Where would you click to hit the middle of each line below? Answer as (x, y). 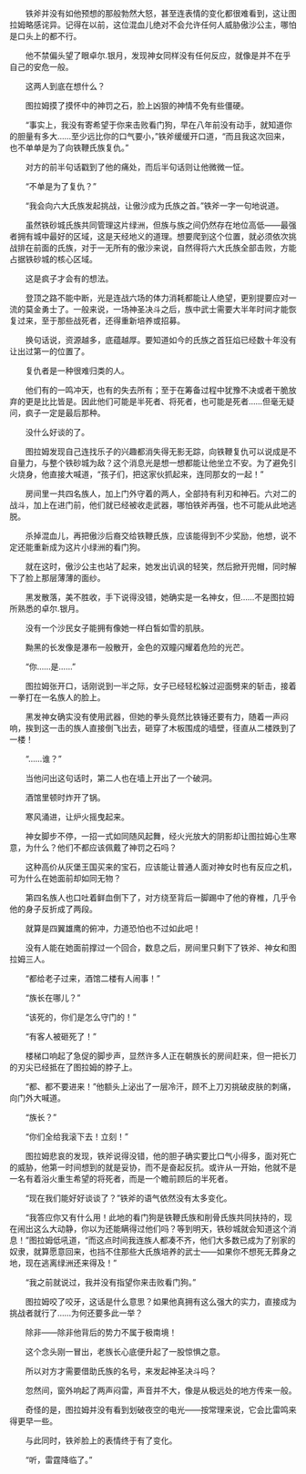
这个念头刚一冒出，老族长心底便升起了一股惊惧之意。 (125, 1352)
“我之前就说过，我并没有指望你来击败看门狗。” (111, 1282)
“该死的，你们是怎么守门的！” (81, 1017)
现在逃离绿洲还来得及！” (71, 1263)
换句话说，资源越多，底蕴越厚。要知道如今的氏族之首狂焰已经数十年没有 (161, 340)
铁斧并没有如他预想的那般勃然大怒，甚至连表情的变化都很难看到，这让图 (161, 13)
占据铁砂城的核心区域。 (53, 259)
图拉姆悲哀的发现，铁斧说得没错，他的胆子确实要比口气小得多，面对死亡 (161, 1156)
